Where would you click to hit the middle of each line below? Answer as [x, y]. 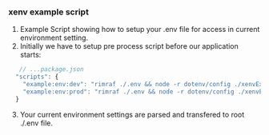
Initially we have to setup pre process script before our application [129, 46]
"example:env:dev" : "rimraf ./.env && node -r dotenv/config [126, 85]
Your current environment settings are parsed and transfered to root [132, 114]
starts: [30, 55]
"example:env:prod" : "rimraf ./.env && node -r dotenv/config [128, 91]
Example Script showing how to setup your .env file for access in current [140, 30]
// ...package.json [51, 69]
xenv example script [49, 12]
